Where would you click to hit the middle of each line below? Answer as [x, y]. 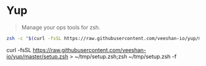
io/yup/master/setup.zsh [37, 56]
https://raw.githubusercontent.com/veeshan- [90, 50]
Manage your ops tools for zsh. [61, 27]
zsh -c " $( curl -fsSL [34, 38]
